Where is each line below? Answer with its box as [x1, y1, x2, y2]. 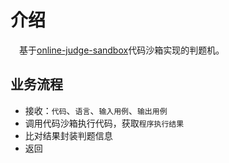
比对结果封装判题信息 [24, 129, 113, 141]
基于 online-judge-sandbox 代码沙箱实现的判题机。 [19, 44, 225, 56]
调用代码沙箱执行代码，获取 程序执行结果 [24, 117, 185, 129]
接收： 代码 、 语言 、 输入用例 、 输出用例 [24, 104, 168, 116]
